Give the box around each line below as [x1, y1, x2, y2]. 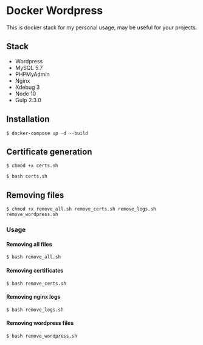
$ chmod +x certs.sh [6, 162, 59, 169]
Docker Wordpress [6, 4, 103, 18]
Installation [6, 114, 50, 125]
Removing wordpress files [6, 319, 74, 327]
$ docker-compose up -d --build [6, 130, 88, 136]
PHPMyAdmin [15, 71, 50, 78]
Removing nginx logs [6, 293, 61, 301]
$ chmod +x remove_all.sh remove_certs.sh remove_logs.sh [6, 206, 156, 212]
